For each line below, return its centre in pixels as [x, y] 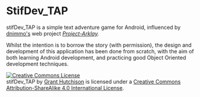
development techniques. [37, 64]
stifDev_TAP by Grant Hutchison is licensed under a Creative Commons [93, 82]
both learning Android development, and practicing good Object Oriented [96, 57]
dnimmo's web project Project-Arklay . [53, 33]
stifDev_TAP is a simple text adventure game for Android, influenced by [93, 27]
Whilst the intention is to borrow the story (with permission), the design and [99, 45]
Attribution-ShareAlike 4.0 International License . [65, 88]
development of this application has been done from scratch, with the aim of [100, 51]
